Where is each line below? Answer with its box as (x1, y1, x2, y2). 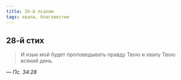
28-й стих (6, 36, 45, 46)
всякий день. (20, 57, 54, 64)
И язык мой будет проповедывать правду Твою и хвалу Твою (20, 51, 176, 58)
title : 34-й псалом (6, 8, 54, 15)
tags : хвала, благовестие (6, 14, 69, 20)
